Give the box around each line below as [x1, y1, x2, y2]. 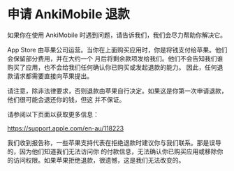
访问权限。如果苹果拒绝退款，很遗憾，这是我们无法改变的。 [13, 156, 185, 164]
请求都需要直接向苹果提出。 [13, 71, 93, 80]
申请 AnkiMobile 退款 [7, 6, 131, 22]
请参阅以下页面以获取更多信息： [7, 110, 99, 119]
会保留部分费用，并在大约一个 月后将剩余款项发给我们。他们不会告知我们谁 [7, 54, 224, 63]
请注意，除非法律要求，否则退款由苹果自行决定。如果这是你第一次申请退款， [7, 87, 228, 95]
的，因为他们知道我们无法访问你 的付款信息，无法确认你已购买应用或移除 [7, 147, 217, 156]
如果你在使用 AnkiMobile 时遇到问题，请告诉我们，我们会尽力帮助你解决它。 [7, 31, 227, 39]
